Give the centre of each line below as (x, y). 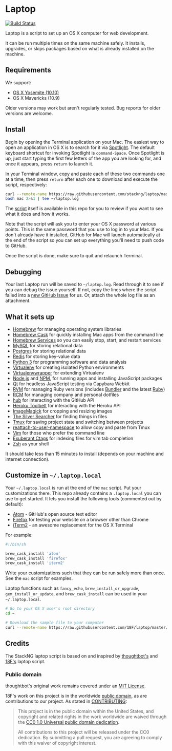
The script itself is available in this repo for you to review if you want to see (84, 209)
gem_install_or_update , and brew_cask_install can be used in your (76, 594)
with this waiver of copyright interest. (57, 743)
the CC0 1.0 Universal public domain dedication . (69, 722)
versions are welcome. (29, 113)
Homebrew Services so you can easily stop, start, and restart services (87, 340)
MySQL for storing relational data (48, 345)
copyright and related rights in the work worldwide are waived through (92, 717)
